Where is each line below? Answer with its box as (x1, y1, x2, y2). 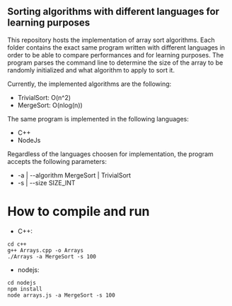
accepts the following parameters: (7, 157, 108, 165)
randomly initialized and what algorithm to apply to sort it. (7, 65, 175, 74)
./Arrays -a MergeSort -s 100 (7, 253, 97, 260)
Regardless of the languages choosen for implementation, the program (7, 149, 214, 158)
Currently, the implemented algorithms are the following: (7, 80, 172, 88)
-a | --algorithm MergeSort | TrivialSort (17, 170, 132, 180)
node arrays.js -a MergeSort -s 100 (7, 291, 115, 299)
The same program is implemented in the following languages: (7, 114, 189, 123)
